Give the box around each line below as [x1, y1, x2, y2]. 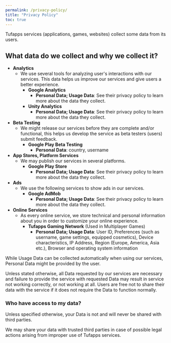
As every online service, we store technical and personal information [20, 213, 165, 219]
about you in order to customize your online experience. [20, 218, 139, 224]
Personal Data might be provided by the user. [5, 260, 101, 267]
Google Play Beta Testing [28, 142, 83, 148]
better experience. [20, 82, 60, 88]
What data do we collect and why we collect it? [5, 51, 158, 60]
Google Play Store [28, 163, 68, 169]
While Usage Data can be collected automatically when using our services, [5, 255, 163, 261]
